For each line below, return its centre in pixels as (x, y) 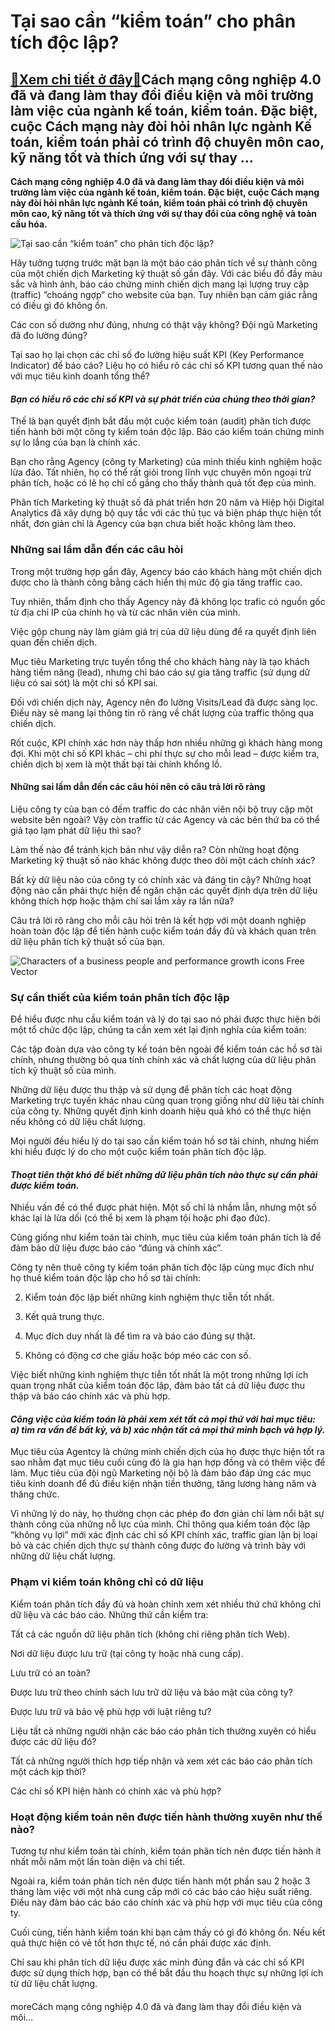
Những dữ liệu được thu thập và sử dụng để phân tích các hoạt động (151, 1089)
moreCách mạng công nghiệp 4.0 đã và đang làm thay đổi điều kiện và (156, 2006)
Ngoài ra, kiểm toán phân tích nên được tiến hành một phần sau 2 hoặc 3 (160, 1881)
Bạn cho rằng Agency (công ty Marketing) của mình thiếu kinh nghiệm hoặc (166, 462)
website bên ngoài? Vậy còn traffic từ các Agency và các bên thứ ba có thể (165, 819)
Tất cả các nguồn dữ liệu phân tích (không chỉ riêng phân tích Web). (150, 1634)
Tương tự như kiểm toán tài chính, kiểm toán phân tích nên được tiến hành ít (166, 1851)
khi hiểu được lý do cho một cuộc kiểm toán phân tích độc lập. (138, 1151)
